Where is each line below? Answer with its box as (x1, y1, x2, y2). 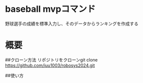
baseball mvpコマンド (5, 3, 96, 15)
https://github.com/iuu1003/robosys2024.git (5, 62, 95, 68)
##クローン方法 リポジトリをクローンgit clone (5, 56, 98, 63)
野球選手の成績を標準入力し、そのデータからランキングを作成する (5, 21, 139, 27)
